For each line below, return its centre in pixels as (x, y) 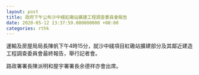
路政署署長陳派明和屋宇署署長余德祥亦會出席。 (64, 66)
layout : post (22, 12)
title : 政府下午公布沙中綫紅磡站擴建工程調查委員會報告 (67, 17)
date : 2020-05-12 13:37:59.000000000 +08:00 (62, 23)
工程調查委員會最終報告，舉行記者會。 (53, 54)
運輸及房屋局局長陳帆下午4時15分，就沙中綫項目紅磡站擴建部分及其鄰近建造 (99, 46)
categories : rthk (28, 28)
